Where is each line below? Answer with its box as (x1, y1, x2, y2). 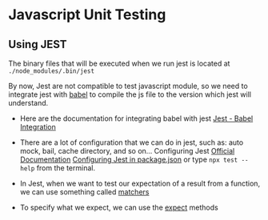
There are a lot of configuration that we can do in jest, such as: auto (19, 138, 244, 147)
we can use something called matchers (19, 187, 150, 197)
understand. (8, 98, 49, 107)
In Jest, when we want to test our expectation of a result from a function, (19, 178, 261, 188)
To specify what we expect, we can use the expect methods (19, 202, 218, 212)
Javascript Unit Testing (8, 6, 166, 24)
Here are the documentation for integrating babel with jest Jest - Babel (19, 114, 254, 123)
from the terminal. (36, 163, 96, 173)
